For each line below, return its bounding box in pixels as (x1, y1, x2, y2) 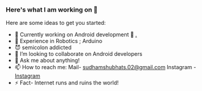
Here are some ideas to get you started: (6, 19, 107, 27)
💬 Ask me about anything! (14, 57, 80, 64)
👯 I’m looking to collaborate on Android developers (14, 50, 143, 58)
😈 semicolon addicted (14, 44, 72, 51)
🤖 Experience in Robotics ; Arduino (14, 38, 102, 45)
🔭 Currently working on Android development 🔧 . (14, 31, 137, 38)
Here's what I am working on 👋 (6, 5, 99, 14)
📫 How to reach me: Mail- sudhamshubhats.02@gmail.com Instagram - (14, 64, 196, 71)
